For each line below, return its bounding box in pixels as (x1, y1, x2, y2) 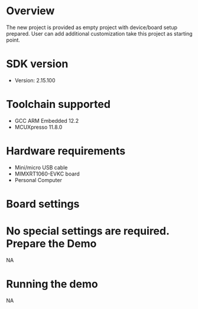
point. (6, 36, 21, 43)
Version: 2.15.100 (14, 77, 56, 84)
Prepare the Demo (6, 237, 97, 250)
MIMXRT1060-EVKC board (14, 170, 80, 177)
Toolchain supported (6, 98, 111, 111)
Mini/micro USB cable (14, 164, 68, 171)
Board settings (6, 197, 80, 211)
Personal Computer (14, 176, 62, 183)
